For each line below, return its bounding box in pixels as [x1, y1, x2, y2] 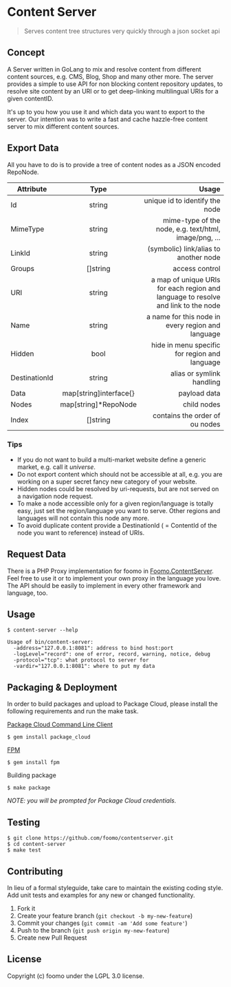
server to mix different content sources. [7, 122, 120, 131]
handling [192, 377, 221, 387]
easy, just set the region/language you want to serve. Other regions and [16, 506, 221, 514]
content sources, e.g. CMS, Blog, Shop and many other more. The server [7, 72, 214, 80]
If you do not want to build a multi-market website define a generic [16, 455, 206, 464]
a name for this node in [146, 312, 221, 321]
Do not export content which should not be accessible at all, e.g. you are [16, 470, 223, 478]
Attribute [16, 184, 47, 193]
